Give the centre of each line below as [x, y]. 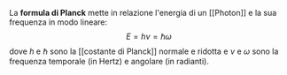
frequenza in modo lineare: [58, 22]
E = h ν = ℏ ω [149, 36]
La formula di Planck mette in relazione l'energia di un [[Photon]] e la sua [143, 13]
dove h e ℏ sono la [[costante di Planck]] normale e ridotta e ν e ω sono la [144, 51]
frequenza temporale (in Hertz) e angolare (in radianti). [109, 61]
